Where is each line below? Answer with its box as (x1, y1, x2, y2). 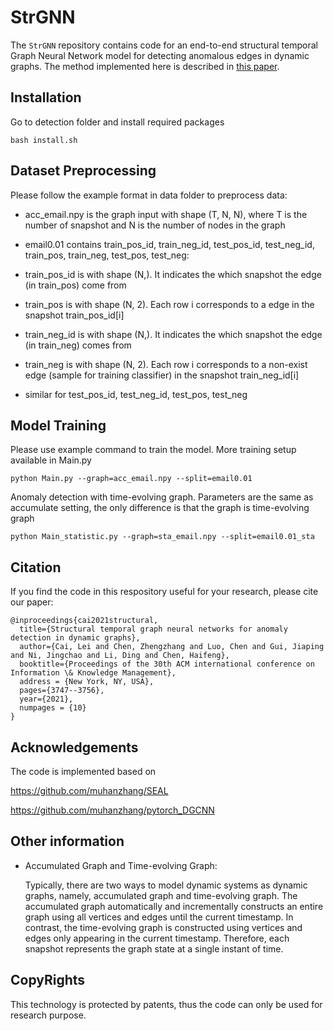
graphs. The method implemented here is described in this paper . (10, 60, 280, 72)
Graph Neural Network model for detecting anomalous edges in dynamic (10, 49, 310, 61)
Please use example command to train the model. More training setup (10, 444, 297, 456)
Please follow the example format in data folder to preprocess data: (10, 189, 288, 201)
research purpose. (10, 1009, 87, 1021)
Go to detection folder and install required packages (10, 116, 225, 128)
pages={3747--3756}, (19, 686, 105, 696)
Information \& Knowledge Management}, (10, 668, 177, 678)
